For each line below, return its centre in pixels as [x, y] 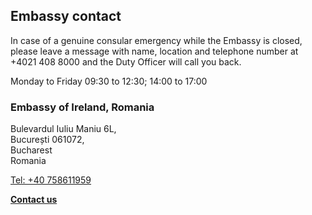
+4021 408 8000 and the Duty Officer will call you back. [126, 61]
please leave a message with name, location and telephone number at [154, 51]
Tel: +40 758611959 [51, 180]
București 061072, [47, 140]
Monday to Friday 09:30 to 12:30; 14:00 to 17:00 [109, 81]
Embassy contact [66, 16]
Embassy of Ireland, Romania [82, 107]
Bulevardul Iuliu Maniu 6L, [63, 129]
